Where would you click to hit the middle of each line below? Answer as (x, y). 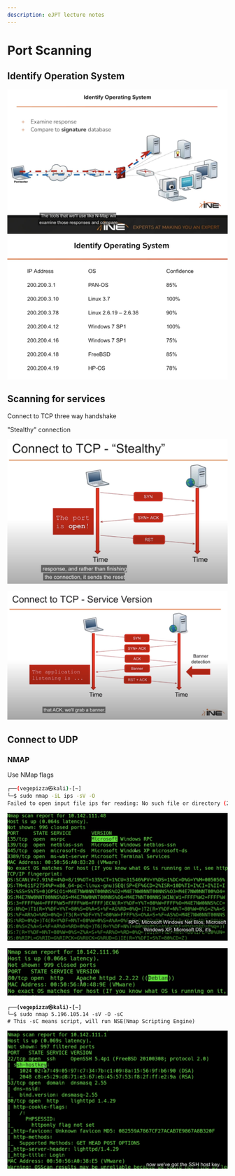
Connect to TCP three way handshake (62, 416)
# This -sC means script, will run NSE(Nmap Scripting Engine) (101, 1021)
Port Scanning (50, 50)
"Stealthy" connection (39, 429)
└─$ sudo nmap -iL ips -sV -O (51, 796)
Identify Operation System (66, 76)
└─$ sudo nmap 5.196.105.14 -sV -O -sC (65, 1014)
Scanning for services (57, 399)
